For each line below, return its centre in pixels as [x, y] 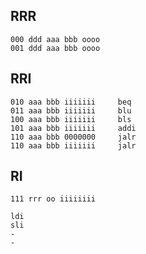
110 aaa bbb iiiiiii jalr [73, 145]
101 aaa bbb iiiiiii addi [73, 128]
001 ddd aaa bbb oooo [55, 48]
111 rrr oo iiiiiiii [53, 199]
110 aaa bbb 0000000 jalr [73, 137]
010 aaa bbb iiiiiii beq [71, 102]
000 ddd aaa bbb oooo [55, 39]
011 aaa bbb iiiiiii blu [71, 110]
